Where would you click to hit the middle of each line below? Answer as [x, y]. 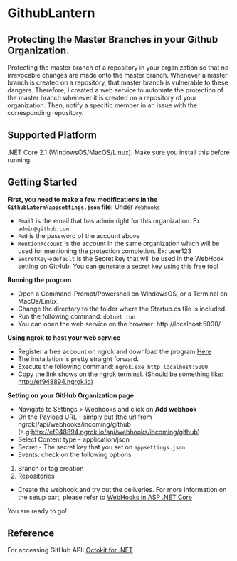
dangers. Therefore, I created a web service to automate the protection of [116, 90]
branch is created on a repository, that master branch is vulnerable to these [118, 82]
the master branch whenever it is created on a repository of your [102, 98]
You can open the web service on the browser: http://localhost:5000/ [119, 324]
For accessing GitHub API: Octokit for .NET [70, 550]
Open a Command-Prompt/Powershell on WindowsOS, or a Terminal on [122, 294]
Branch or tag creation [51, 468]
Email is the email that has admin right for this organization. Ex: [110, 220]
